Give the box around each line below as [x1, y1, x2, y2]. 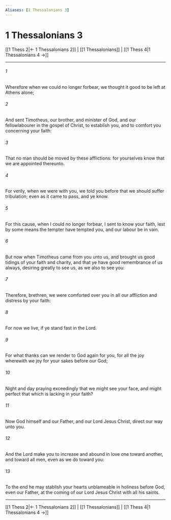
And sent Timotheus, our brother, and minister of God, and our [5, 117, 136, 123]
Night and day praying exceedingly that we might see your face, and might [5, 385, 162, 392]
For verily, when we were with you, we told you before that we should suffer [5, 188, 164, 194]
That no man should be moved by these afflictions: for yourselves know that [5, 155, 165, 161]
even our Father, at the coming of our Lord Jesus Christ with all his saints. [5, 489, 160, 496]
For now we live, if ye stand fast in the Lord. [5, 325, 97, 331]
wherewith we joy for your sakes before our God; [5, 358, 108, 364]
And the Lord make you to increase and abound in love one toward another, [5, 451, 163, 457]
